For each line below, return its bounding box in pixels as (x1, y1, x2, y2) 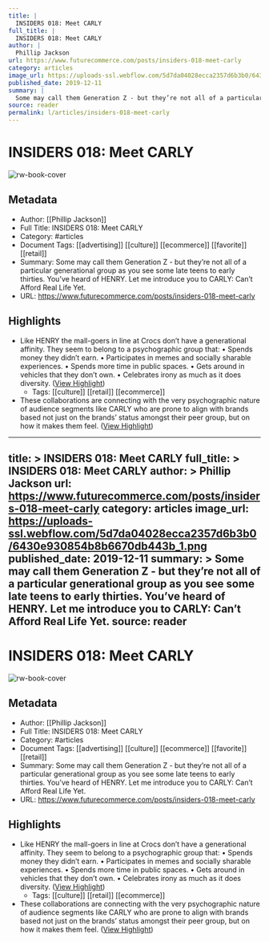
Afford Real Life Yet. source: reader (8, 615, 187, 628)
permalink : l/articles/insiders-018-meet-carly (8, 109, 171, 117)
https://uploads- (8, 514, 94, 528)
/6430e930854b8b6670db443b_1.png (8, 539, 208, 553)
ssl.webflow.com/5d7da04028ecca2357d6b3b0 (8, 526, 258, 540)
